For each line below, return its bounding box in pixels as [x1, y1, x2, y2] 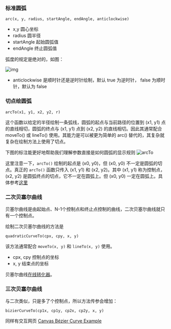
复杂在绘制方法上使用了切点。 [5, 138, 68, 145]
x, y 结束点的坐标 [12, 260, 49, 266]
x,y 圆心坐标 [12, 26, 39, 32]
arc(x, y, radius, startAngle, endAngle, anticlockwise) [5, 16, 130, 22]
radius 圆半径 [12, 32, 41, 39]
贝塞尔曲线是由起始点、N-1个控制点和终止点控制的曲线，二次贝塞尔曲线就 [5, 206, 161, 212]
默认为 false [22, 84, 47, 90]
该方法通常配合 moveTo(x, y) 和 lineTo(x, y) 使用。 [5, 243, 115, 249]
